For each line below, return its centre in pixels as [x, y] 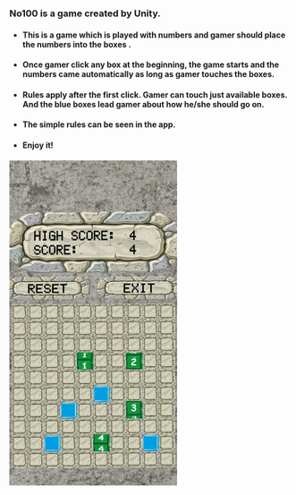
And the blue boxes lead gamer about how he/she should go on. [143, 104]
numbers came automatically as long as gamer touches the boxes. [148, 74]
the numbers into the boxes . [76, 44]
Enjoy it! [38, 145]
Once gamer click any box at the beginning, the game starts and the [151, 64]
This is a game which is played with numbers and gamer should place [154, 35]
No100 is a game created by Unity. [85, 13]
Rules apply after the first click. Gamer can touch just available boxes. [155, 94]
